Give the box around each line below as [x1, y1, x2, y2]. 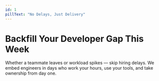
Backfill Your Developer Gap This [5, 33, 144, 44]
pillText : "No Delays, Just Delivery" [5, 12, 85, 17]
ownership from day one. [5, 70, 57, 77]
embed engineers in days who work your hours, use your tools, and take [5, 65, 154, 71]
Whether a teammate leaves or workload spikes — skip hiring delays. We [5, 60, 155, 66]
